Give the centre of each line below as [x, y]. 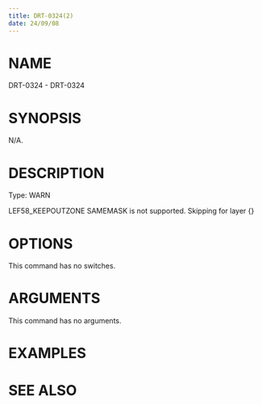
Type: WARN [29, 195]
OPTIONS [41, 244]
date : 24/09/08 [34, 23]
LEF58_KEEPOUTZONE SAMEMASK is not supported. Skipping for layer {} [131, 211]
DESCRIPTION [56, 173]
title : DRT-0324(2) [41, 16]
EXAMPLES [47, 354]
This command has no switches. [62, 266]
